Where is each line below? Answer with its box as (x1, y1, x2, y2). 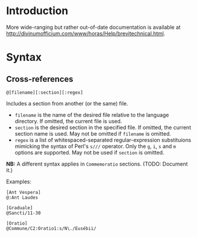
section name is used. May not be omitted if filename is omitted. (14, 130, 172, 137)
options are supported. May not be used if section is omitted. (14, 149, 164, 156)
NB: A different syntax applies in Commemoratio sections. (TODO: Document (6, 160, 188, 167)
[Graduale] (6, 205, 33, 210)
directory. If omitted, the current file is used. (14, 117, 122, 124)
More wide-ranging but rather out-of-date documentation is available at (6, 24, 181, 31)
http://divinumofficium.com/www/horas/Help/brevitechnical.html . (6, 29, 166, 37)
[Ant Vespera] (6, 189, 41, 195)
